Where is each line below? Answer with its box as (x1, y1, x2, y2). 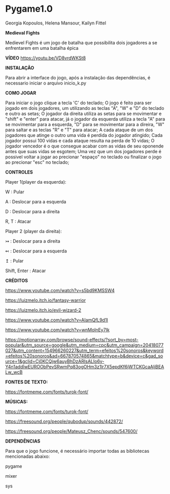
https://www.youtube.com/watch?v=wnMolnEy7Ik (5, 327, 110, 333)
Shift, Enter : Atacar (5, 268, 46, 274)
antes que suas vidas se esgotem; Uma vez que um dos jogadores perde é (5, 148, 161, 154)
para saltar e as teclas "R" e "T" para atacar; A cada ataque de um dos (5, 127, 153, 133)
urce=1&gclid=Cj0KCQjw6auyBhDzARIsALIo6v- (5, 358, 105, 364)
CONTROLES (5, 169, 33, 175)
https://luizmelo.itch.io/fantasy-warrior (5, 297, 86, 303)
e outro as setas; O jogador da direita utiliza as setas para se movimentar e (5, 110, 162, 117)
